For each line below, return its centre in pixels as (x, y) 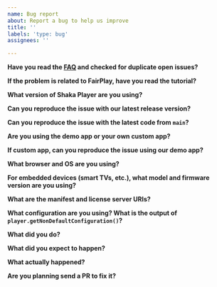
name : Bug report (33, 14)
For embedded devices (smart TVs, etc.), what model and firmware (108, 178)
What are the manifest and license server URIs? (79, 199)
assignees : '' (28, 41)
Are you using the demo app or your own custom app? (89, 136)
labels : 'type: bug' (38, 34)
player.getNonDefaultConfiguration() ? (65, 221)
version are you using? (42, 186)
